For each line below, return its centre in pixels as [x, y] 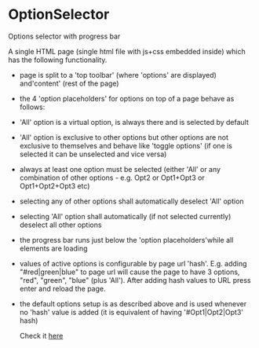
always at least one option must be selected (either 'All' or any [120, 169]
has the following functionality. [58, 60]
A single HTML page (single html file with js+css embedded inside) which [127, 51]
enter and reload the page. [62, 288]
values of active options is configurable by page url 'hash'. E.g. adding [133, 263]
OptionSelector [59, 15]
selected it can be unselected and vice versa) [93, 154]
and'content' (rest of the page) [69, 83]
